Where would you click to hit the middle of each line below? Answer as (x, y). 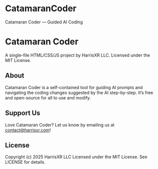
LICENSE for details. (25, 162)
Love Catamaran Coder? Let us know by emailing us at (60, 125)
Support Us (23, 113)
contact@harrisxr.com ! (28, 130)
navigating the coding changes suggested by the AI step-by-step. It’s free (79, 93)
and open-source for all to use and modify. (48, 97)
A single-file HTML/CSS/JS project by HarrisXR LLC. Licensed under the (78, 55)
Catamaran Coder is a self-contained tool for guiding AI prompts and (74, 87)
